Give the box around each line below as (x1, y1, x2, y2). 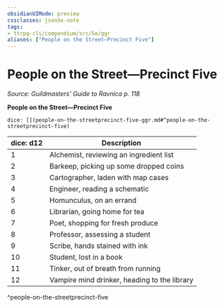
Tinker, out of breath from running (49, 264, 161, 274)
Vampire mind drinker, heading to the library (49, 275, 194, 285)
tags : (7, 23, 23, 30)
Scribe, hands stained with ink (49, 241, 148, 251)
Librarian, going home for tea (49, 207, 144, 217)
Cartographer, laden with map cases (49, 173, 169, 183)
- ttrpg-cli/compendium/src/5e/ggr (7, 29, 111, 37)
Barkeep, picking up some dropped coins (49, 162, 184, 171)
